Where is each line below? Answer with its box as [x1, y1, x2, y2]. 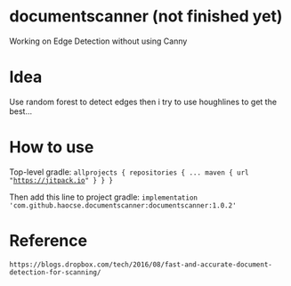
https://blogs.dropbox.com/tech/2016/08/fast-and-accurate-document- [9, 260, 273, 269]
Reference [9, 231, 87, 250]
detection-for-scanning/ [9, 267, 101, 277]
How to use [9, 137, 94, 158]
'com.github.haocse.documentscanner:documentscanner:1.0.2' [9, 200, 238, 210]
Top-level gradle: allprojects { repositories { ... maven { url [9, 167, 249, 177]
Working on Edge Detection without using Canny [9, 36, 188, 46]
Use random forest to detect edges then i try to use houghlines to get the [9, 96, 278, 107]
